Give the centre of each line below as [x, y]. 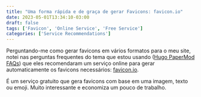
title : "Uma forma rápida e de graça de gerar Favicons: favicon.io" [95, 12]
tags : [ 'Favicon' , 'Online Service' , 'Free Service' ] [75, 28]
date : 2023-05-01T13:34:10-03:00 [48, 17]
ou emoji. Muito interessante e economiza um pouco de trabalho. [86, 87]
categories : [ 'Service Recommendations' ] [59, 34]
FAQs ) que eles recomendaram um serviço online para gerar [81, 64]
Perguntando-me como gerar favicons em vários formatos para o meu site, [99, 51]
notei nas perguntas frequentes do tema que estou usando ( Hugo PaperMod [100, 57]
